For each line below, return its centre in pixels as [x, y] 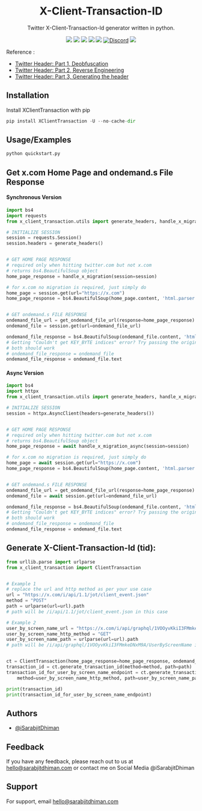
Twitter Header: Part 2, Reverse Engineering [69, 70]
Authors [22, 713]
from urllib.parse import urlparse [51, 562]
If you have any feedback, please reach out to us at [70, 762]
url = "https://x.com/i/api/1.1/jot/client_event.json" [78, 595]
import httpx [23, 391]
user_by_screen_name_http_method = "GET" [59, 634]
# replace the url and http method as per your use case [79, 590]
